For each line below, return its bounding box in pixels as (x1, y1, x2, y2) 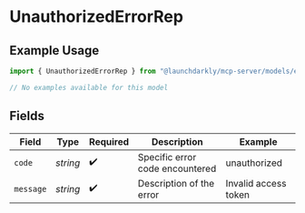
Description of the (137, 177, 215, 189)
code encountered (137, 162, 217, 175)
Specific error (137, 150, 197, 163)
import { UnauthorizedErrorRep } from (9, 66, 156, 76)
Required (89, 135, 130, 147)
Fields (9, 108, 45, 124)
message (14, 184, 47, 194)
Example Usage (9, 43, 100, 58)
